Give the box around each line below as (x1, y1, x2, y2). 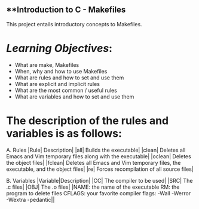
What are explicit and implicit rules (14, 80, 100, 87)
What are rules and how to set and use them (14, 74, 124, 81)
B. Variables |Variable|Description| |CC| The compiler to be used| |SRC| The (6, 177, 193, 184)
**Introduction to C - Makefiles (6, 5, 126, 15)
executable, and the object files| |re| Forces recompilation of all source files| (6, 165, 194, 173)
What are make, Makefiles (14, 61, 79, 68)
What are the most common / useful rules (14, 87, 118, 94)
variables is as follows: (6, 127, 123, 140)
